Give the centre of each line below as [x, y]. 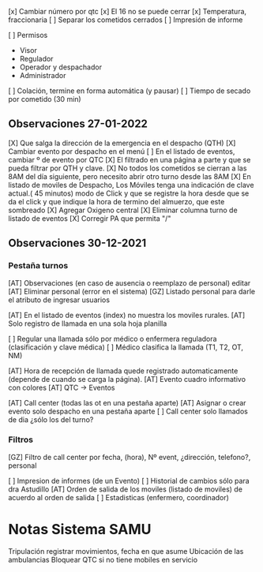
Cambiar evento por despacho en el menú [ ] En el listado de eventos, [122, 151]
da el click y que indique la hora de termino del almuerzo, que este [116, 201]
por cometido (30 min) [45, 99]
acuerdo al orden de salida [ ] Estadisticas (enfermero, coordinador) [118, 497]
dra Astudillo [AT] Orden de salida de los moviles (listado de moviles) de [126, 489]
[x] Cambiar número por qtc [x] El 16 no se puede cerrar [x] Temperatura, [128, 11]
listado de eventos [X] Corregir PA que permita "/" [90, 218]
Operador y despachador [61, 67]
